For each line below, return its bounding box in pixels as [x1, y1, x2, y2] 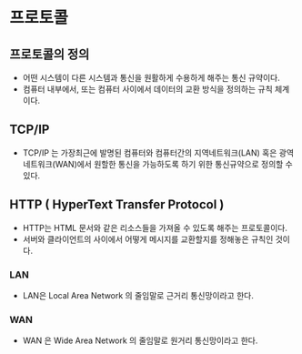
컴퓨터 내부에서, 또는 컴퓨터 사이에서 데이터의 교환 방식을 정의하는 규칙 [22, 84, 273, 95]
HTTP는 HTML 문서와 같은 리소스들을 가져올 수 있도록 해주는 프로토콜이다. [22, 222, 288, 233]
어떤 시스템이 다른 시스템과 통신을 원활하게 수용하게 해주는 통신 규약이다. [22, 73, 280, 83]
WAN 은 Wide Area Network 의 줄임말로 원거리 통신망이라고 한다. [22, 335, 258, 346]
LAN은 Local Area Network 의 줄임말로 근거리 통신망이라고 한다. [22, 289, 255, 300]
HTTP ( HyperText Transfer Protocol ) [9, 197, 225, 213]
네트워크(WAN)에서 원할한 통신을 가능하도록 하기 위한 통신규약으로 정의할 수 [22, 158, 293, 169]
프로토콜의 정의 [9, 46, 90, 62]
